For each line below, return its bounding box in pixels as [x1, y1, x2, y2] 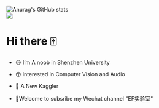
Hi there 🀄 [6, 34, 57, 48]
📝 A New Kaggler [15, 82, 59, 90]
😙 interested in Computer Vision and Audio [15, 70, 125, 77]
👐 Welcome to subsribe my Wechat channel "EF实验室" [15, 95, 153, 102]
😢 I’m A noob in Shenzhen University [15, 59, 111, 66]
